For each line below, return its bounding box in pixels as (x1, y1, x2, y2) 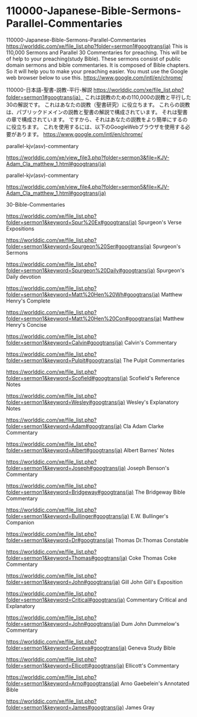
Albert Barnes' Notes (123, 446, 175, 454)
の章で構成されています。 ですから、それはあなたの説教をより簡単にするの (6, 115, 188, 123)
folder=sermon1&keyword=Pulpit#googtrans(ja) (6, 356, 122, 364)
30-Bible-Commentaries (6, 201, 65, 208)
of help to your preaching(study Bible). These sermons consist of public (6, 55, 181, 62)
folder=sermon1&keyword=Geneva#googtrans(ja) (6, 644, 127, 651)
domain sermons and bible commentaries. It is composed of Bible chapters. (6, 61, 190, 69)
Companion (6, 519, 34, 526)
